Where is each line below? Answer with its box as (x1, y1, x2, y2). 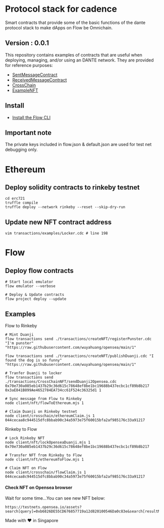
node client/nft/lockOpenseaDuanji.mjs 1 (5, 440, 91, 445)
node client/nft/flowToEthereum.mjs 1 (5, 401, 84, 405)
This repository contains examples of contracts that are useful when (5, 52, 143, 58)
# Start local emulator (5, 279, 54, 284)
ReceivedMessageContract (12, 77, 67, 83)
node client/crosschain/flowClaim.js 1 (5, 470, 86, 475)
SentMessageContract (12, 72, 58, 78)
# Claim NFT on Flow (5, 465, 47, 470)
